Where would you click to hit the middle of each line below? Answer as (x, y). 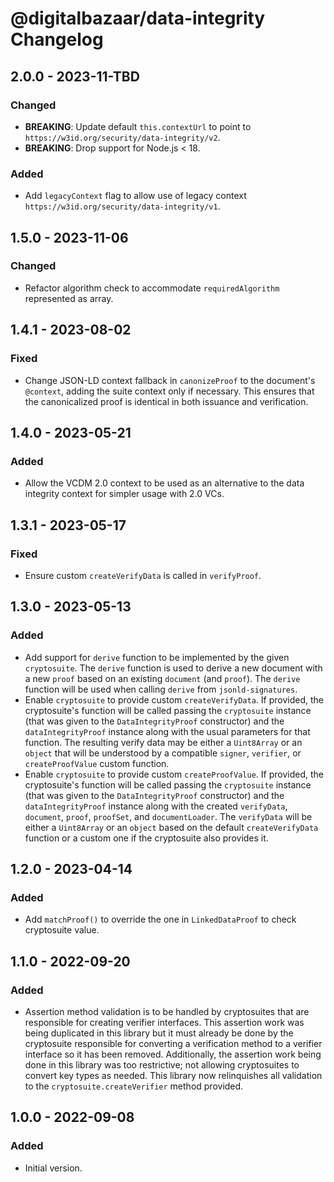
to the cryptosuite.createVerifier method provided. (134, 1086)
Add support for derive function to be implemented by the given (157, 657)
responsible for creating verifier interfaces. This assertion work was (164, 1022)
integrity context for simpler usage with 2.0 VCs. (124, 494)
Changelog (57, 39)
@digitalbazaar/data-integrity (138, 18)
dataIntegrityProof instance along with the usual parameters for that (167, 731)
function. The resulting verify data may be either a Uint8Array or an (163, 742)
